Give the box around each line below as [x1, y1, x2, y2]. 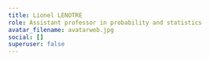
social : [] [8, 33, 44, 41]
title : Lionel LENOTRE [8, 11, 83, 19]
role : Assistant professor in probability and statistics [8, 19, 202, 26]
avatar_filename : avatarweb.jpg [8, 26, 114, 34]
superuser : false [8, 41, 65, 48]
